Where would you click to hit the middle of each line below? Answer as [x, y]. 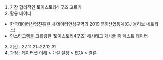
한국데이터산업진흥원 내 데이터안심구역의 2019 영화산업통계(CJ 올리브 [77, 24]
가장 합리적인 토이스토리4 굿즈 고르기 [46, 7]
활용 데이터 [21, 13]
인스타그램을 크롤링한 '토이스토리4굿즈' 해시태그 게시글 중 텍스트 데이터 [79, 36]
